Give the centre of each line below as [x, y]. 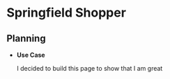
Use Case [31, 55]
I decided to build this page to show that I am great [90, 68]
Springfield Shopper [67, 13]
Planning [26, 38]
